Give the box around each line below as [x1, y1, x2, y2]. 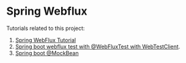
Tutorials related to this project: [6, 24, 85, 32]
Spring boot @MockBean [15, 49, 79, 56]
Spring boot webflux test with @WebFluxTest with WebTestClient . [15, 43, 180, 50]
